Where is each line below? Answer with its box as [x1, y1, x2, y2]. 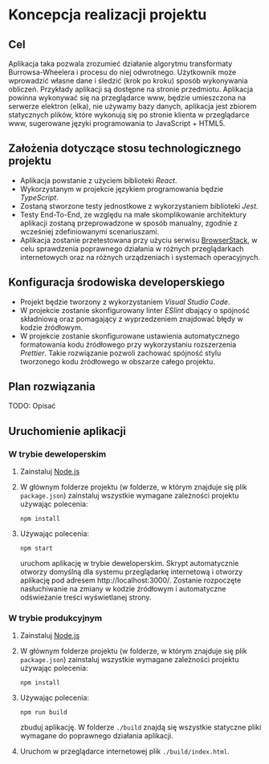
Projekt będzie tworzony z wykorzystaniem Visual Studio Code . [19, 297, 230, 307]
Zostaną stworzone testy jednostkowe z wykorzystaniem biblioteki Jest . [19, 201, 259, 210]
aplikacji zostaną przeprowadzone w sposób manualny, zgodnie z [19, 218, 238, 228]
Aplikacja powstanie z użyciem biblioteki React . [19, 175, 177, 185]
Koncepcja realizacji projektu [8, 6, 207, 24]
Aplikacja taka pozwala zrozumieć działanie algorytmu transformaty [8, 59, 233, 68]
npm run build [19, 709, 67, 717]
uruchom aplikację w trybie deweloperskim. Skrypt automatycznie [19, 559, 239, 568]
